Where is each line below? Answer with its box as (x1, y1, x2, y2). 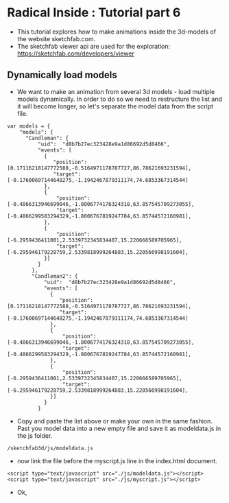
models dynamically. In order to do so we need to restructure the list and (16, 95, 223, 103)
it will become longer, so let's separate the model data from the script (16, 102, 214, 110)
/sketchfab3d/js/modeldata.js (7, 445, 94, 452)
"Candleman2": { (32, 272, 78, 279)
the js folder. (16, 431, 53, 440)
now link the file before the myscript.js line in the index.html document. (16, 456, 217, 465)
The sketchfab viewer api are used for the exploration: (16, 42, 171, 50)
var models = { (7, 122, 51, 130)
